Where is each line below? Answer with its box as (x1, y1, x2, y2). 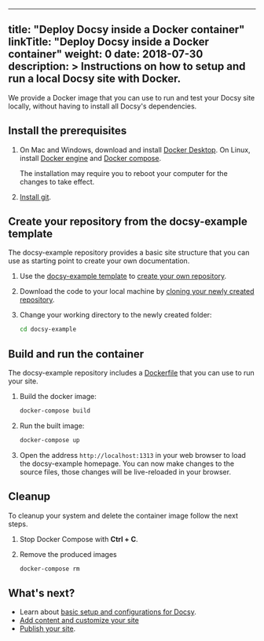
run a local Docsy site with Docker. (8, 72, 181, 86)
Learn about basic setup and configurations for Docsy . (19, 607, 196, 617)
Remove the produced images (19, 549, 117, 559)
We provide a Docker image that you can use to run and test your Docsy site (8, 93, 255, 102)
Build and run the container (8, 347, 145, 361)
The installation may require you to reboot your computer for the (19, 168, 228, 178)
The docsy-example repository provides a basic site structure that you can (8, 248, 250, 258)
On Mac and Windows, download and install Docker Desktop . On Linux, (19, 145, 251, 154)
